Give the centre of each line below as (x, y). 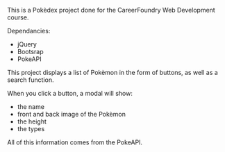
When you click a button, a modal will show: (70, 93)
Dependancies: (29, 31)
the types (31, 129)
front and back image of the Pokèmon (72, 114)
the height (32, 121)
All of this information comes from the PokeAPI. (75, 142)
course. (18, 17)
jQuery (27, 44)
